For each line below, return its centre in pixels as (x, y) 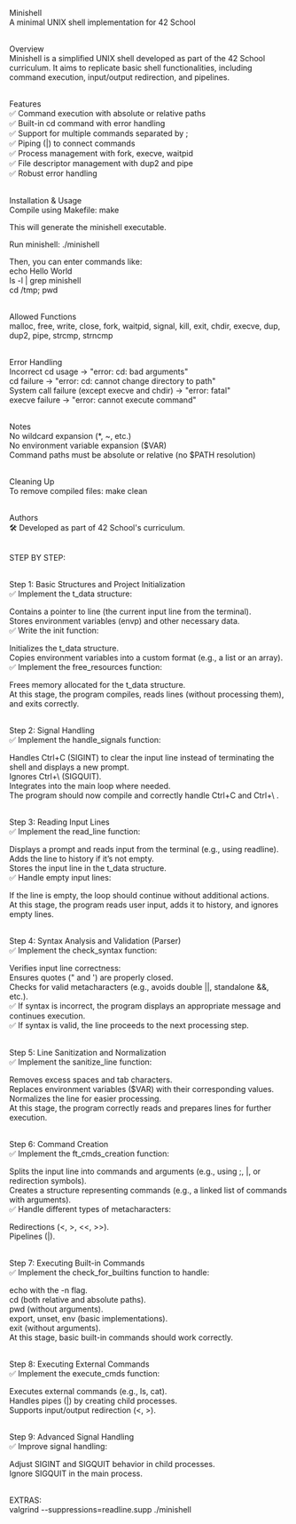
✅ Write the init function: (54, 630)
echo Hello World (41, 271)
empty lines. (32, 914)
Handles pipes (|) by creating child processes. (93, 1400)
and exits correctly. (44, 704)
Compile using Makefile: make (64, 210)
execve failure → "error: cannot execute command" (103, 400)
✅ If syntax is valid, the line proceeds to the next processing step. (129, 1025)
